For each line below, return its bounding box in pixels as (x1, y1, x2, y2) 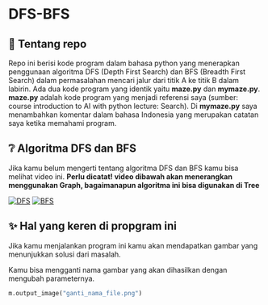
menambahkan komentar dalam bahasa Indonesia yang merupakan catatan (8, 110, 259, 119)
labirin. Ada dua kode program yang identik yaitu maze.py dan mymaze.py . (8, 84, 261, 94)
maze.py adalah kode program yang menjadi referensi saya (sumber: (8, 93, 239, 102)
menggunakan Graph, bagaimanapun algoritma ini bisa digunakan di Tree (8, 180, 260, 190)
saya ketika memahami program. (8, 119, 117, 127)
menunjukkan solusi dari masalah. (8, 249, 121, 259)
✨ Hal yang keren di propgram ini (8, 219, 178, 233)
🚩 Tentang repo (8, 37, 87, 51)
